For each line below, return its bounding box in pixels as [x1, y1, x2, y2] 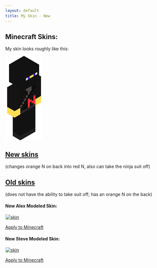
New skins [5, 150, 39, 159]
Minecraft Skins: [5, 33, 58, 41]
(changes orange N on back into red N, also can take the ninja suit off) [5, 163, 150, 170]
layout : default [5, 8, 39, 13]
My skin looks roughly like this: [5, 46, 69, 52]
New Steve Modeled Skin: [5, 235, 60, 241]
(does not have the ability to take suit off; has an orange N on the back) [5, 191, 152, 197]
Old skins [5, 178, 35, 186]
